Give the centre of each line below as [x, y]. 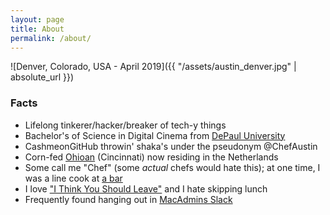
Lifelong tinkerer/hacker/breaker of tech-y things [125, 125]
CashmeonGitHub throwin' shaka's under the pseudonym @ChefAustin [171, 146]
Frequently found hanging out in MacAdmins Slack [128, 199]
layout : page [37, 19]
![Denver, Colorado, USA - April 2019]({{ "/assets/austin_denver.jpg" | [153, 67]
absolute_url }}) [42, 77]
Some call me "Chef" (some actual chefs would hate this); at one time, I [172, 167]
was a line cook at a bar [73, 178]
